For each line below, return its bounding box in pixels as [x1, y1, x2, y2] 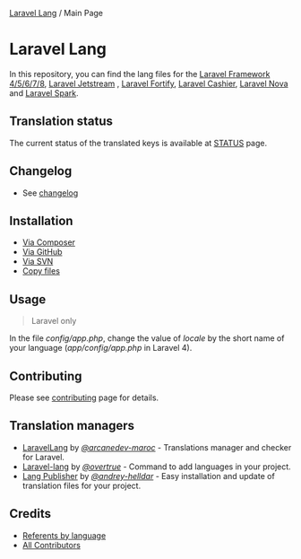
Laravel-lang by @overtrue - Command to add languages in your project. [21, 461, 291, 472]
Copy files [21, 266, 61, 276]
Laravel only [30, 316, 77, 327]
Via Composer [21, 237, 76, 248]
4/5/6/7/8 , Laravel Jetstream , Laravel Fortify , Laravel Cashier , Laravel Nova [9, 78, 288, 89]
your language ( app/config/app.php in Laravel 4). [9, 343, 193, 354]
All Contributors [21, 539, 81, 550]
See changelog [21, 188, 79, 198]
